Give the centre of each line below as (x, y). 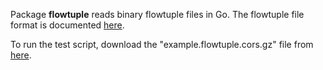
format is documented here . (67, 25)
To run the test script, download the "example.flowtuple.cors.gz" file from (162, 44)
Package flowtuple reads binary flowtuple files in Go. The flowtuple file (157, 14)
